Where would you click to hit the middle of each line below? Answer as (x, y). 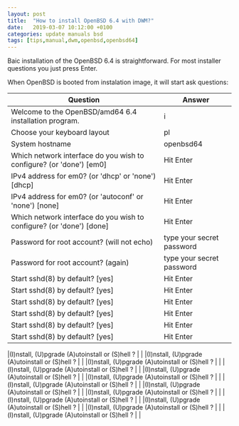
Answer (196, 100)
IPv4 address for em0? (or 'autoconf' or (77, 197)
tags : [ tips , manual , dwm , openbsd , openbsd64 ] (73, 41)
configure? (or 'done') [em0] (59, 165)
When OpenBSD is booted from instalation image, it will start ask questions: (118, 82)
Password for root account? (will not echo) (82, 242)
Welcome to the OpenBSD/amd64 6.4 (74, 112)
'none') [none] (35, 206)
